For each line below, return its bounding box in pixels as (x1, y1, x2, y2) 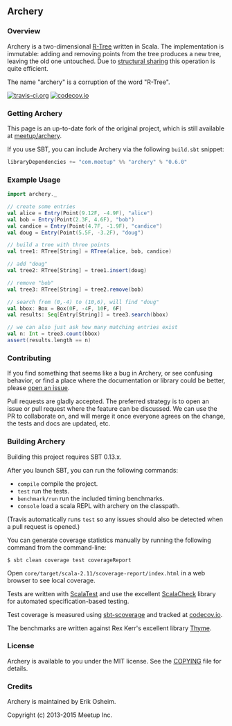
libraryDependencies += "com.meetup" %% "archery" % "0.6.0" (7, 158, 188, 165)
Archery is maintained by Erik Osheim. (7, 698, 116, 706)
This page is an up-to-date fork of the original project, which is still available (7, 124, 225, 133)
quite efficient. (7, 64, 48, 72)
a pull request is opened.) (7, 522, 80, 530)
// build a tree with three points (7, 242, 110, 248)
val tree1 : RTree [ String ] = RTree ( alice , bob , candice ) (7, 248, 172, 255)
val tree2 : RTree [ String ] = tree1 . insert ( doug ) (7, 267, 148, 274)
